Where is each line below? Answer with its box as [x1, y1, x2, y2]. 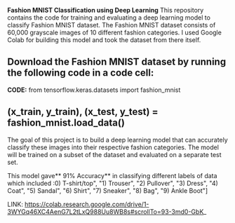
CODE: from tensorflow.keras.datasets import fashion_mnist [7, 86, 181, 94]
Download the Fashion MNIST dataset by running [7, 56, 227, 68]
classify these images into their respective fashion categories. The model [7, 143, 220, 151]
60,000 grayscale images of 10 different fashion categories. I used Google [7, 28, 222, 36]
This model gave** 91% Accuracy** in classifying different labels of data [7, 171, 217, 180]
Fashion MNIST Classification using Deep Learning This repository [7, 6, 204, 14]
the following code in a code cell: [7, 67, 154, 79]
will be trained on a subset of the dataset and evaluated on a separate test [7, 150, 222, 158]
